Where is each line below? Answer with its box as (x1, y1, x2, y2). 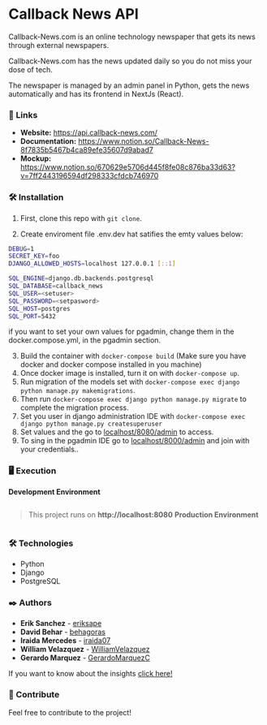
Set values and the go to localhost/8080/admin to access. (19, 427, 214, 437)
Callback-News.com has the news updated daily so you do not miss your (8, 56, 252, 66)
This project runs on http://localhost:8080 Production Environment (28, 509, 259, 520)
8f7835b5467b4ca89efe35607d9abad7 (19, 145, 154, 155)
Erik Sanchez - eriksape (19, 619, 102, 628)
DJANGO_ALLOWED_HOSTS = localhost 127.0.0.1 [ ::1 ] (8, 260, 176, 268)
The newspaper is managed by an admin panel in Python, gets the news (8, 80, 250, 90)
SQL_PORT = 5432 (8, 312, 57, 321)
